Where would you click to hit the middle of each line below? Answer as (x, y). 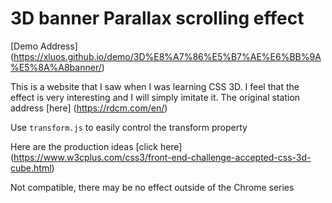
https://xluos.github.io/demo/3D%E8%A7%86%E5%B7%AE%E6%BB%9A (167, 56)
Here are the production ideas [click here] (96, 146)
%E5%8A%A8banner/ (56, 67)
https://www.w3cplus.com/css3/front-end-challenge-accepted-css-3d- (162, 157)
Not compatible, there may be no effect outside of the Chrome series (152, 187)
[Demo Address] (44, 46)
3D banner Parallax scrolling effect (157, 18)
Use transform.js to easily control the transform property (129, 127)
